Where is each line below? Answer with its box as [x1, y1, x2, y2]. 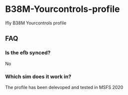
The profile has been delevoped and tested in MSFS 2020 [5, 84, 124, 90]
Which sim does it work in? [5, 73, 71, 80]
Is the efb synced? [5, 49, 51, 56]
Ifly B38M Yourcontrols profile [5, 20, 66, 26]
